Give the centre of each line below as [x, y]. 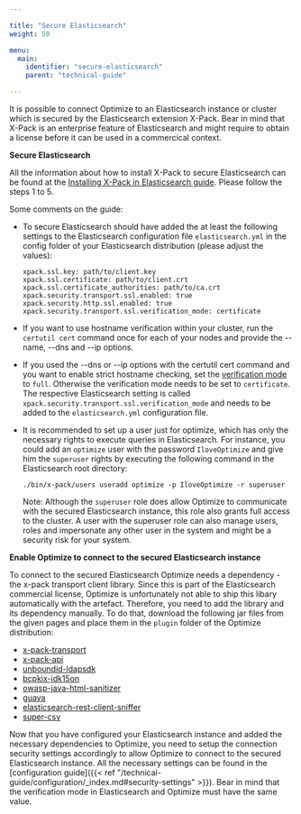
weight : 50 [30, 34]
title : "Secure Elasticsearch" [68, 25]
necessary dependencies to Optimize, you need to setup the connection [143, 744]
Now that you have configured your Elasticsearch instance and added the [146, 734]
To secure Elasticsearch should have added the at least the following [150, 227]
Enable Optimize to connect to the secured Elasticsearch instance [135, 557]
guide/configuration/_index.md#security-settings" [102, 782]
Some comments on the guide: [66, 209]
